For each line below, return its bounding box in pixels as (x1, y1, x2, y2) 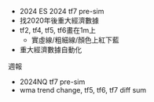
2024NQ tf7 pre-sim (19, 77, 86, 86)
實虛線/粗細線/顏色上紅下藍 (31, 35, 119, 44)
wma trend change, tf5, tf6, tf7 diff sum (19, 86, 147, 94)
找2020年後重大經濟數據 (19, 16, 100, 25)
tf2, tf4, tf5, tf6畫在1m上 (19, 26, 97, 34)
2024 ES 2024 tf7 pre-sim (19, 7, 104, 16)
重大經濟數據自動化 (19, 45, 82, 54)
